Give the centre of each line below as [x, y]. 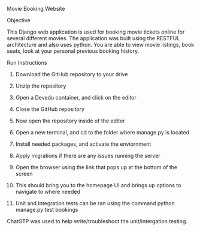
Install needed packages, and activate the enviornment [83, 144]
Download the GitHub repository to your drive [72, 74]
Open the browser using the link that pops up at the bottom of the [96, 167]
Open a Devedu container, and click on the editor [76, 97]
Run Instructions [27, 63]
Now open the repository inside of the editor [70, 121]
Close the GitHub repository [50, 109]
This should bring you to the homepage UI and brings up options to [98, 185]
